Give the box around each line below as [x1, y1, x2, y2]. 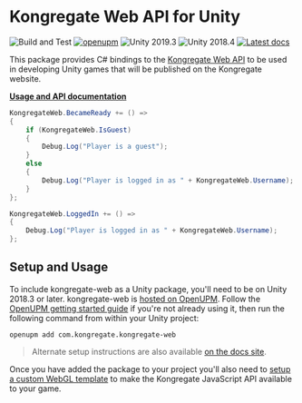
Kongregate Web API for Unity [9, 6, 241, 27]
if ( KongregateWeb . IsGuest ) [25, 125, 132, 134]
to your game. [9, 383, 62, 394]
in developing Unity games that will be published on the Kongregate [9, 64, 263, 74]
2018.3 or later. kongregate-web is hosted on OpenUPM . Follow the [9, 293, 261, 304]
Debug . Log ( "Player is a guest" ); [42, 143, 169, 152]
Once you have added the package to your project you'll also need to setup [9, 363, 291, 374]
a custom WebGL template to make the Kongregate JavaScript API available [9, 373, 293, 384]
